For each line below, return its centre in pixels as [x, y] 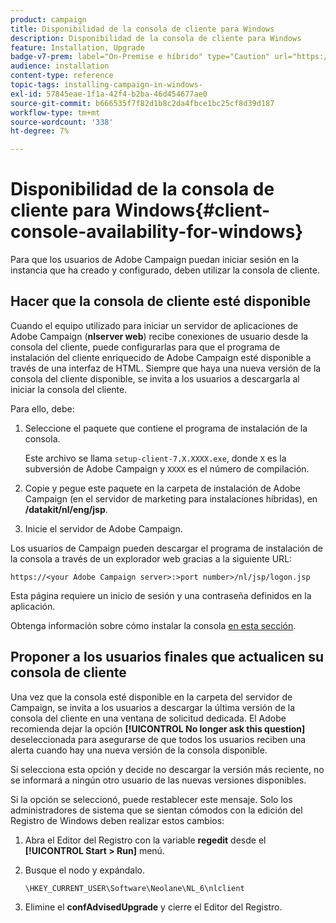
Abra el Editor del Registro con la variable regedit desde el [145, 840]
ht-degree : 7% [40, 131]
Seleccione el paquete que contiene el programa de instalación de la [166, 428]
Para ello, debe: [42, 408]
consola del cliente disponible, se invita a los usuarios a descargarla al [155, 378]
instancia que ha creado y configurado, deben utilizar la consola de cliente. [165, 270]
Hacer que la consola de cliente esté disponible [160, 301]
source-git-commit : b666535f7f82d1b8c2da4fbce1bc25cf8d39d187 [142, 103]
